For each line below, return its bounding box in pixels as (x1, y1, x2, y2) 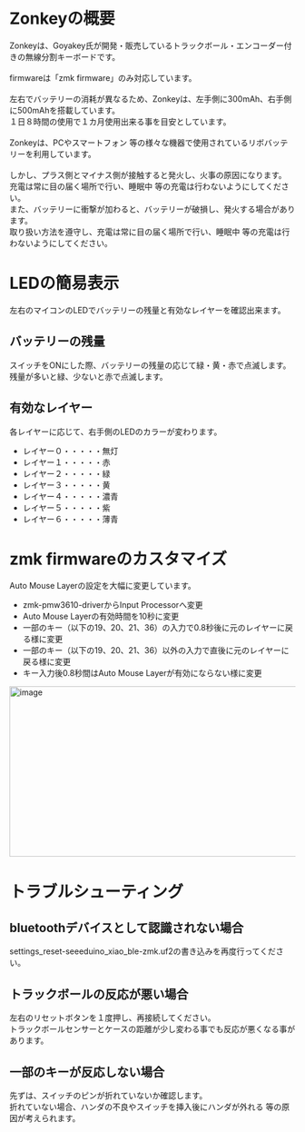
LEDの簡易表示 (9, 273, 120, 293)
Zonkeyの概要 (9, 8, 115, 29)
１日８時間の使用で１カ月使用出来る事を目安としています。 (9, 115, 231, 127)
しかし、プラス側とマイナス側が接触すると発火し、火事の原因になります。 (9, 169, 288, 180)
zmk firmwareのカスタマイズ (9, 549, 228, 569)
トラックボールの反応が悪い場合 (9, 987, 189, 1002)
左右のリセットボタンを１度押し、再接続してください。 (9, 1012, 216, 1023)
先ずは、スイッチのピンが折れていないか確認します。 (9, 1090, 208, 1101)
